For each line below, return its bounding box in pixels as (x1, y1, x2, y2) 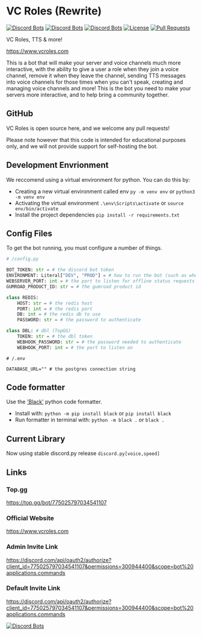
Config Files (6, 228, 52, 238)
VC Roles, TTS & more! (6, 36, 63, 43)
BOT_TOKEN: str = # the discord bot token (6, 267, 114, 273)
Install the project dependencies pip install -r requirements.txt (14, 211, 180, 218)
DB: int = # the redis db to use (17, 311, 101, 317)
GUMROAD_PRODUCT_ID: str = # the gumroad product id (6, 283, 141, 290)
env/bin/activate (14, 206, 59, 212)
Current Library (6, 433, 66, 444)
